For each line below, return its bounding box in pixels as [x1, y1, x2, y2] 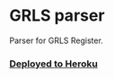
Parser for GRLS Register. [9, 35, 103, 46]
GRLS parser [9, 5, 105, 26]
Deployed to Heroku [9, 57, 99, 70]
